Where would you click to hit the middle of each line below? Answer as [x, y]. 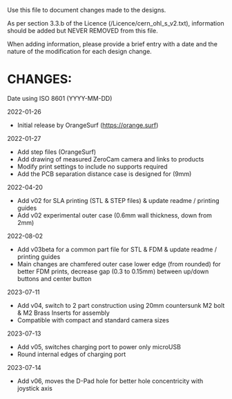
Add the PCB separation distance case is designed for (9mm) [104, 174]
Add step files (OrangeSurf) [57, 152]
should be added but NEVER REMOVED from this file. [83, 31]
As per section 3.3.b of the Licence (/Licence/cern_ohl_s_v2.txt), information [116, 23]
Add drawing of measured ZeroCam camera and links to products [110, 159]
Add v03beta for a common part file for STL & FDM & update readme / [117, 249]
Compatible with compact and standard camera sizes [93, 320]
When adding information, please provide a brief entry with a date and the [112, 44]
